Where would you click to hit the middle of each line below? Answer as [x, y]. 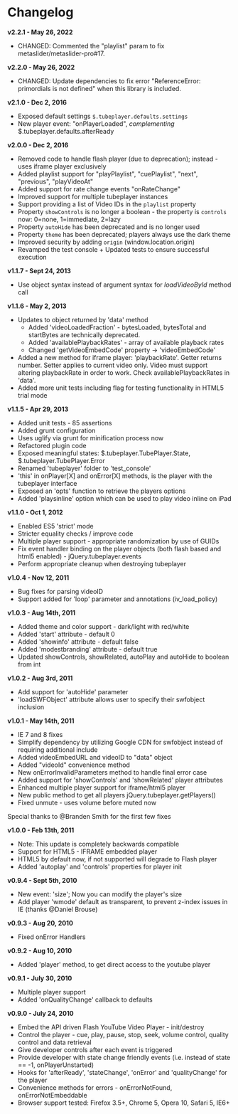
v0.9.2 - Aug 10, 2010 [40, 950]
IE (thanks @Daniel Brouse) [58, 909]
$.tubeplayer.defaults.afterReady [66, 131]
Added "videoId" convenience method [74, 765]
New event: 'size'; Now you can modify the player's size [100, 894]
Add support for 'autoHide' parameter [73, 691]
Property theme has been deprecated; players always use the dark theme [124, 234]
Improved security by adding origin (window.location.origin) [106, 242]
